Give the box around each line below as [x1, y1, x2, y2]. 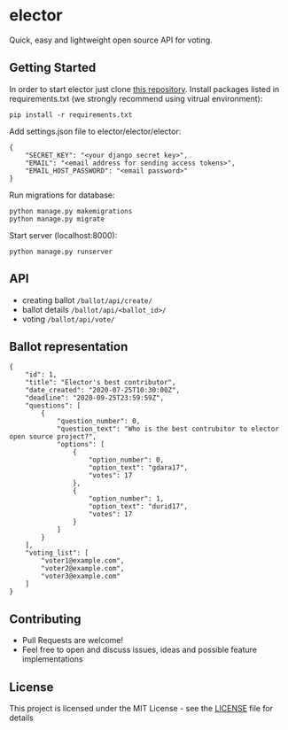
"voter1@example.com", [41, 556, 125, 565]
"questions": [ [25, 401, 82, 410]
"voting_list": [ [25, 548, 90, 558]
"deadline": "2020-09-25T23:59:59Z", [25, 393, 165, 403]
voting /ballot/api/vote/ [21, 314, 115, 324]
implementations [21, 654, 83, 664]
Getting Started [9, 60, 97, 75]
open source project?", [9, 432, 97, 441]
